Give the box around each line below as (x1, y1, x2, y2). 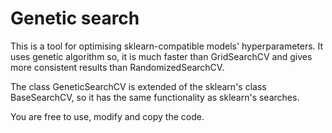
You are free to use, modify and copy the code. (10, 110, 205, 122)
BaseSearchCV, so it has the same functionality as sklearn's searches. (10, 91, 300, 103)
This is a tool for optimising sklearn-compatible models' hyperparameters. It (10, 40, 324, 52)
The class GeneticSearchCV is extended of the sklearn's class (10, 80, 267, 92)
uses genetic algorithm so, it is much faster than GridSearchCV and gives (10, 50, 313, 62)
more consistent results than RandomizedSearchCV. (10, 61, 225, 73)
